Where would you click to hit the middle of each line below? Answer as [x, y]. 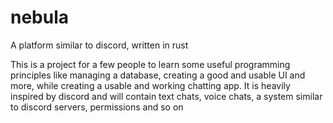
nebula [40, 17]
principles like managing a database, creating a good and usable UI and [158, 75]
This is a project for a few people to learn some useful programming [150, 64]
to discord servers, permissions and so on [97, 107]
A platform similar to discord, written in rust [99, 45]
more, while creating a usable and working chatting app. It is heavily [150, 85]
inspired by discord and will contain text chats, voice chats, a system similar [166, 96]
